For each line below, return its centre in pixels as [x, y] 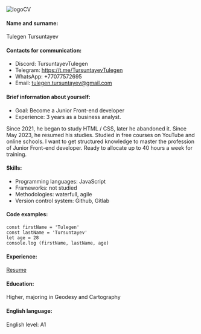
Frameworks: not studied [46, 188]
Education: [20, 283]
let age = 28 [23, 238]
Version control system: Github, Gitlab [62, 201]
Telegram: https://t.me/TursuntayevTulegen [69, 70]
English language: [29, 311]
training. [17, 154]
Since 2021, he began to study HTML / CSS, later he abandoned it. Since [97, 128]
